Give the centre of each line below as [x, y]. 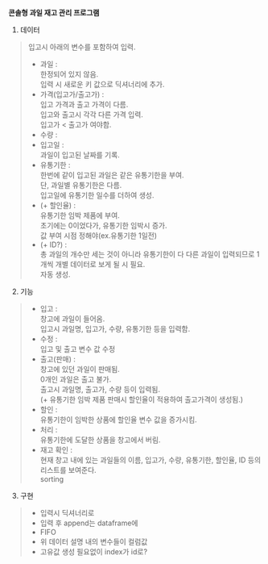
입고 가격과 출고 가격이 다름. [84, 104]
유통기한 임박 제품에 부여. [80, 215]
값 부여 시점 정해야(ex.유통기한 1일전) [99, 236]
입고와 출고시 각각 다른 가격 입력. [91, 115]
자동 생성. [55, 274]
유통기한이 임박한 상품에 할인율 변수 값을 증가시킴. [118, 420]
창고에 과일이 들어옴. [72, 319]
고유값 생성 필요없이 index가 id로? [93, 551]
